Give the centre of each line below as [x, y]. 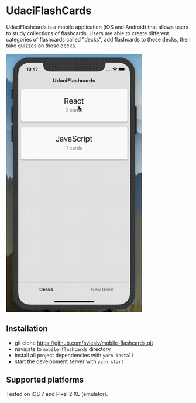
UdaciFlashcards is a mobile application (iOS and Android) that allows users [97, 27]
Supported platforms [45, 380]
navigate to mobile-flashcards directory [63, 349]
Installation [27, 329]
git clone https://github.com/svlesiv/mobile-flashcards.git [84, 343]
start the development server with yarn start [69, 361]
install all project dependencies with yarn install [74, 355]
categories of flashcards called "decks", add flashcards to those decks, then [98, 39]
